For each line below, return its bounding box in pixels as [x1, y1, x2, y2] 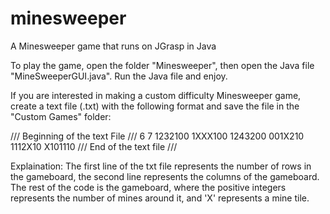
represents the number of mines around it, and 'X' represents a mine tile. [10, 192, 310, 204]
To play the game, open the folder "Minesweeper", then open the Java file [10, 59, 315, 71]
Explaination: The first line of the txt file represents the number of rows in [10, 160, 312, 172]
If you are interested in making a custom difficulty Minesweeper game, [10, 89, 302, 101]
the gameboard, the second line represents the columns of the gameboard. [10, 170, 320, 182]
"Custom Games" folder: [10, 110, 112, 122]
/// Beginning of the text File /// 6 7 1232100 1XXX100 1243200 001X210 [10, 130, 305, 142]
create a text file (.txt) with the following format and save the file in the [10, 100, 300, 112]
